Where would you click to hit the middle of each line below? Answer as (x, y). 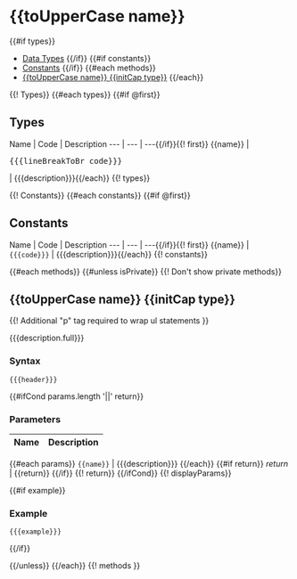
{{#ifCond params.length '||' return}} (77, 396)
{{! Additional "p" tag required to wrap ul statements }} (109, 321)
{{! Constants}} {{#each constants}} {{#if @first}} (100, 195)
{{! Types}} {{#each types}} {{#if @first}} (85, 94)
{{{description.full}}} (47, 338)
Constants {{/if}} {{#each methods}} (89, 68)
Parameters (35, 419)
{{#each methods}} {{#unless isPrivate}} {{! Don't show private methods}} (146, 271)
